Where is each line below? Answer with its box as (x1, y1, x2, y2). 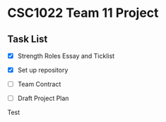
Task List (7, 33, 48, 45)
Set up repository (17, 66, 69, 75)
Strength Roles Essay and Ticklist (17, 51, 115, 60)
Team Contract (17, 80, 61, 89)
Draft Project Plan (17, 94, 69, 103)
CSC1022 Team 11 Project (7, 5, 159, 21)
